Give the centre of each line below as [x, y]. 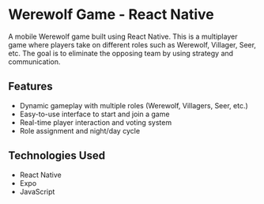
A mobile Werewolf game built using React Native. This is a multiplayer [123, 36]
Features [30, 87]
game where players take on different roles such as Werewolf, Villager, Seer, [132, 44]
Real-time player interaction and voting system [96, 122]
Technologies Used [57, 156]
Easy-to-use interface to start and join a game [94, 114]
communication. [34, 62]
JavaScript [37, 191]
